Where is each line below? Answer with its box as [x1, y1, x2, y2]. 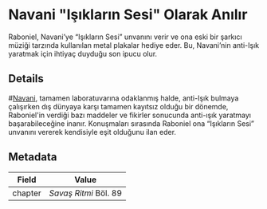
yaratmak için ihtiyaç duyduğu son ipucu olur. [8, 49, 158, 58]
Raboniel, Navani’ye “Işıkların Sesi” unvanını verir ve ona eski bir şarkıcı [8, 32, 242, 41]
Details [8, 72, 44, 85]
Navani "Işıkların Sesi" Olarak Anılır [8, 6, 248, 24]
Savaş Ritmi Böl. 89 [49, 187, 122, 199]
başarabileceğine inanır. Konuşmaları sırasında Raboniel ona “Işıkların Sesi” [8, 118, 255, 128]
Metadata [8, 150, 57, 164]
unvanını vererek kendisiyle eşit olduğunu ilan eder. [8, 127, 177, 136]
